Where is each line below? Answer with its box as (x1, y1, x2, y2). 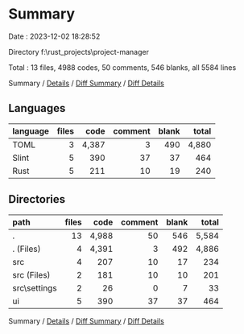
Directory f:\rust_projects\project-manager (8, 47, 149, 56)
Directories (8, 192, 66, 206)
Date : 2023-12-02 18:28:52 (8, 31, 101, 41)
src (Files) (12, 269, 51, 280)
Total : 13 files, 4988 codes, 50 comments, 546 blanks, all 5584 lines (8, 62, 237, 72)
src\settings (12, 282, 58, 294)
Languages (8, 101, 66, 115)
